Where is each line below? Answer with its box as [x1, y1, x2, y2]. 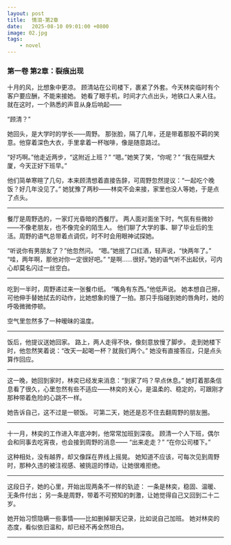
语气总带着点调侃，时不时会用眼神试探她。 [36, 232, 158, 240]
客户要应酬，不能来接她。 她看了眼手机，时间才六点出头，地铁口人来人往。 [7, 92, 220, 100]
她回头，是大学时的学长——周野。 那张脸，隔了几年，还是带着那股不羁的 [7, 130, 214, 138]
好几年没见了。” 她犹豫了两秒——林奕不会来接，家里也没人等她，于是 [19, 185, 214, 193]
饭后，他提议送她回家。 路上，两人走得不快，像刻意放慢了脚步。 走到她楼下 [7, 338, 221, 346]
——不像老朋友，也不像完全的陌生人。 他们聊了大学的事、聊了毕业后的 [7, 224, 208, 232]
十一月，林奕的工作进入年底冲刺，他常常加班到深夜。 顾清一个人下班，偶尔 [7, 429, 220, 438]
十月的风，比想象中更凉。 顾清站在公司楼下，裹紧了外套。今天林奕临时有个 [7, 83, 220, 92]
